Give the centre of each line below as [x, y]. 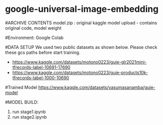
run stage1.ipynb [29, 112]
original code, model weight [33, 28]
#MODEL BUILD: [22, 102]
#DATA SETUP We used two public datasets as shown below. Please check [81, 47]
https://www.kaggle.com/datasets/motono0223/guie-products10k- [80, 72]
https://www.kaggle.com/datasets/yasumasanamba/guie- [97, 87]
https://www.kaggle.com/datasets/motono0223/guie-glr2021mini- [79, 62]
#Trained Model [21, 87]
